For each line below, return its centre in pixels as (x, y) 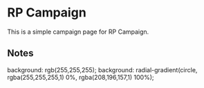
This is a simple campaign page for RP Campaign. (78, 32)
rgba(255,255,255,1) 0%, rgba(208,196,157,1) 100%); (81, 77)
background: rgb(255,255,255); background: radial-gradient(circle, (102, 69)
